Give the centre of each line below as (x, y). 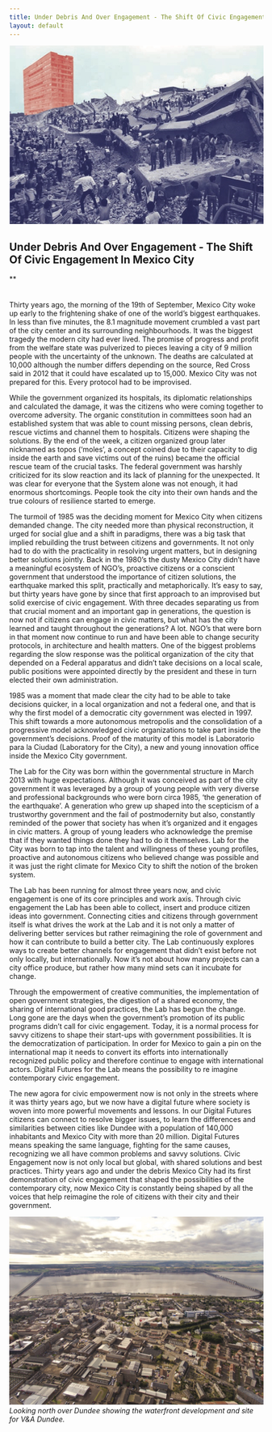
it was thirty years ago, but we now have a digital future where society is (130, 1102)
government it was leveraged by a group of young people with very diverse (134, 788)
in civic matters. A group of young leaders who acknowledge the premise (131, 831)
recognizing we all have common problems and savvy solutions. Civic (125, 1154)
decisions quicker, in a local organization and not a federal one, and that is (133, 704)
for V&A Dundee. (37, 1419)
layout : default (36, 25)
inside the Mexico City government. (68, 756)
